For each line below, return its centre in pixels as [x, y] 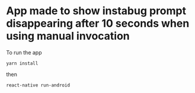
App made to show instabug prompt [96, 11]
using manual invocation [68, 36]
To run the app [24, 52]
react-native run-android [38, 85]
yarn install [22, 63]
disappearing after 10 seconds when [98, 23]
